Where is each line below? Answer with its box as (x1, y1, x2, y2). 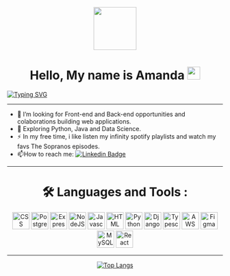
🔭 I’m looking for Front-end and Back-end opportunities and (16, 110, 186, 118)
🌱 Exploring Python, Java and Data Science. (16, 124, 142, 133)
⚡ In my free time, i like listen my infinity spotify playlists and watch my (16, 132, 216, 140)
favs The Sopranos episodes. (16, 142, 101, 150)
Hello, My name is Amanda (29, 68, 185, 83)
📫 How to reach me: (16, 150, 74, 158)
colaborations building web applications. (16, 117, 131, 126)
